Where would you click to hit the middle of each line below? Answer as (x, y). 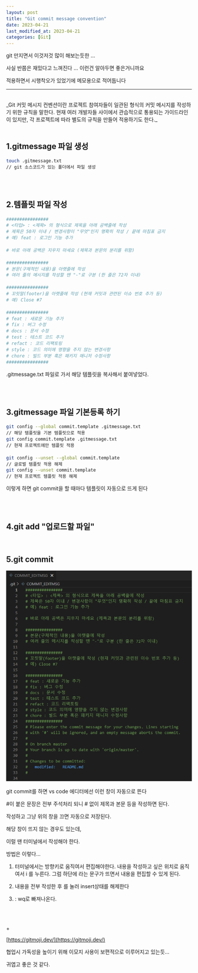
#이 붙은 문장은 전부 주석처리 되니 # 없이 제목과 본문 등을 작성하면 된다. (88, 804)
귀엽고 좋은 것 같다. (28, 964)
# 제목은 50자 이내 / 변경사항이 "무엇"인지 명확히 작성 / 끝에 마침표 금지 (86, 232)
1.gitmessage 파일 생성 (47, 146)
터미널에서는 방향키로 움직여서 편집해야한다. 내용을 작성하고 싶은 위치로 (96, 866)
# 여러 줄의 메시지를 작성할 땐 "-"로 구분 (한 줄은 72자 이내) (74, 275)
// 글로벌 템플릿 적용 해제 (34, 464)
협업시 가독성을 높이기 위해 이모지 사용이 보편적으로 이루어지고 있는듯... (88, 952)
